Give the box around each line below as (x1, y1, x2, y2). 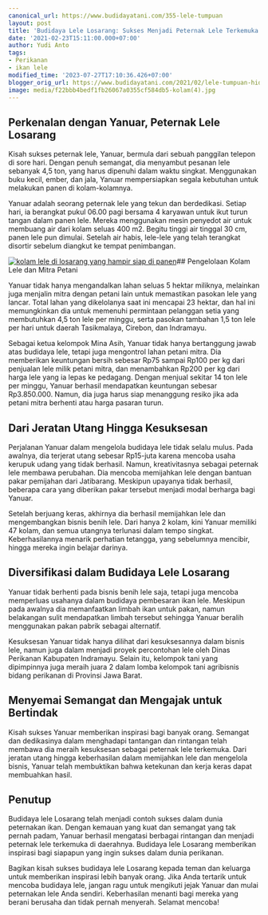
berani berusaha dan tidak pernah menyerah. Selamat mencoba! (8, 897, 219, 907)
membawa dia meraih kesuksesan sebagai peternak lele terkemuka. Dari (8, 744, 247, 754)
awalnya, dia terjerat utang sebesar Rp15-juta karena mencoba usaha (8, 451, 236, 460)
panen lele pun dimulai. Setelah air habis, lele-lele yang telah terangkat (8, 233, 241, 242)
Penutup (8, 793, 52, 807)
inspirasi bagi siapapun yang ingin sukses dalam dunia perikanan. (8, 848, 224, 857)
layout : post (8, 19, 52, 27)
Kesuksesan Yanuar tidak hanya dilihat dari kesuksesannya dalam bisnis (8, 636, 245, 646)
